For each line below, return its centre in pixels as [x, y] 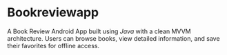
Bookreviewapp [53, 13]
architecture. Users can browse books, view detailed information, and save [113, 38]
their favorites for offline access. [53, 45]
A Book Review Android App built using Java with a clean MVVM [99, 31]
